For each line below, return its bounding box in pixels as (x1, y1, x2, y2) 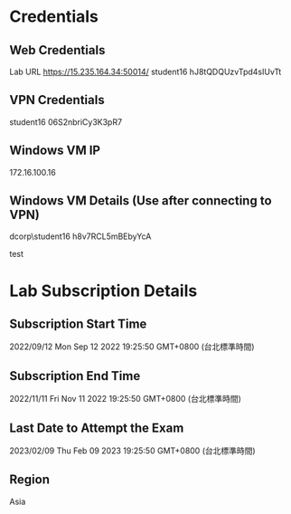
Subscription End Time (9, 368, 141, 384)
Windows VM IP (9, 143, 101, 158)
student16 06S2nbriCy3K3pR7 (9, 116, 123, 128)
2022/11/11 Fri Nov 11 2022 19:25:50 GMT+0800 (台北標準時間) (9, 394, 242, 405)
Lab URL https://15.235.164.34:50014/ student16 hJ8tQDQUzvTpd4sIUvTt (9, 66, 282, 77)
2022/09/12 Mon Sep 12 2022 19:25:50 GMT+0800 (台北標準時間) (9, 341, 255, 352)
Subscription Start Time (9, 317, 147, 332)
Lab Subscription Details (9, 281, 198, 300)
